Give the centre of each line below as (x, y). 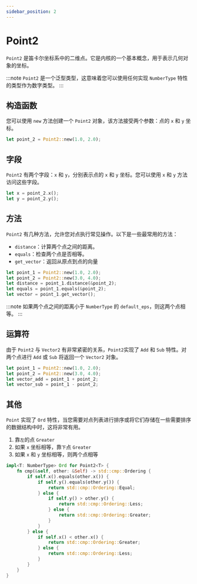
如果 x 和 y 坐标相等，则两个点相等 (56, 455)
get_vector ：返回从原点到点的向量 (56, 261)
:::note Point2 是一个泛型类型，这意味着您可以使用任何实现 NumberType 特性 (97, 78)
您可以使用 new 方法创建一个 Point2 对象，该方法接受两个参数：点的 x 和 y (95, 121)
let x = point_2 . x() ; (33, 193)
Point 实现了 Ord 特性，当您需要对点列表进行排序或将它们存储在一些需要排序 (99, 420)
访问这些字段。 (24, 182)
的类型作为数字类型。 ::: (35, 85)
